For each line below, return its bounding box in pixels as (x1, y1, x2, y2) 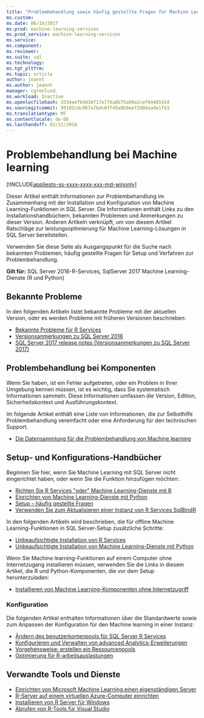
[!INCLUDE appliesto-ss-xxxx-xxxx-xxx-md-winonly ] (6, 181, 137, 188)
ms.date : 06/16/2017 (6, 20, 59, 26)
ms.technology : (6, 59, 45, 66)
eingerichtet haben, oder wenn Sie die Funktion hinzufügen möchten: (6, 475, 180, 483)
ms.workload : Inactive (6, 93, 64, 100)
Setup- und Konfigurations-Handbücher (6, 453, 162, 463)
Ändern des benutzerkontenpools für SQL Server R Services (15, 632, 166, 640)
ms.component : (6, 43, 42, 49)
